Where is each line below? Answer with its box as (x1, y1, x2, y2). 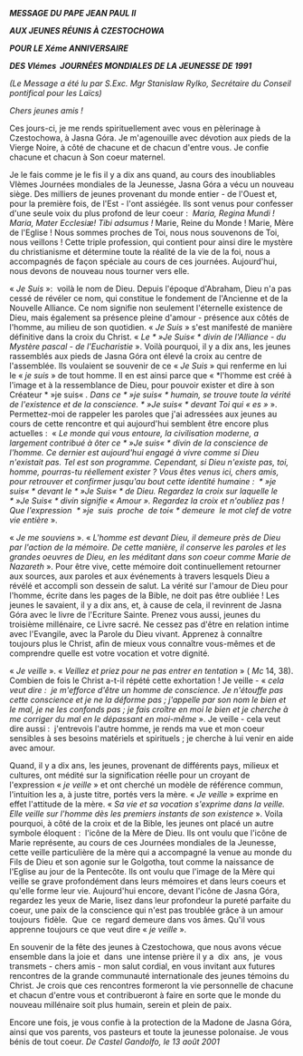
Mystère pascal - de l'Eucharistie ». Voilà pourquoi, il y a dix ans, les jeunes (9, 341, 291, 352)
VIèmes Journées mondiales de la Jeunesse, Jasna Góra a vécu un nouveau (9, 179, 295, 190)
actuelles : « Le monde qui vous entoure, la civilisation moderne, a (9, 428, 260, 438)
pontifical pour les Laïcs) (9, 88, 102, 98)
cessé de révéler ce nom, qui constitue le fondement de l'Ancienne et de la (9, 293, 289, 303)
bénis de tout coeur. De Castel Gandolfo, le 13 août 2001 (9, 1036, 220, 1047)
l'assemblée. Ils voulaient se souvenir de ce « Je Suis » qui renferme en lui (9, 360, 288, 371)
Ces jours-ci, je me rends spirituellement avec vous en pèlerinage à (9, 122, 260, 133)
